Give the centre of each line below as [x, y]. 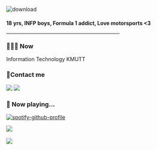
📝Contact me [25, 75]
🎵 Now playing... [31, 104]
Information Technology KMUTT [46, 59]
